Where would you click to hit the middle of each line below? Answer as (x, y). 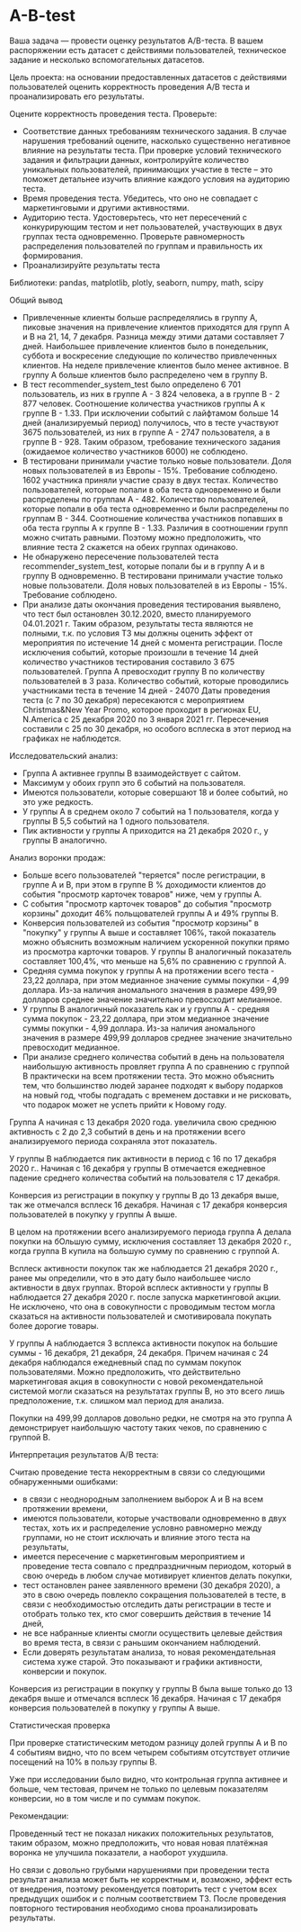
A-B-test (43, 16)
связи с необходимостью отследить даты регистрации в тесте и (146, 1604)
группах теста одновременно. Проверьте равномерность (133, 236)
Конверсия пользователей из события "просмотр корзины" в (140, 923)
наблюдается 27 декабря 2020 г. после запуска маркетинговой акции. (145, 1296)
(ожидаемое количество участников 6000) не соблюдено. (135, 451)
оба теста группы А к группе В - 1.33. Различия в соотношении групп (155, 528)
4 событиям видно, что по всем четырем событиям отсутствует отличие (150, 1752)
